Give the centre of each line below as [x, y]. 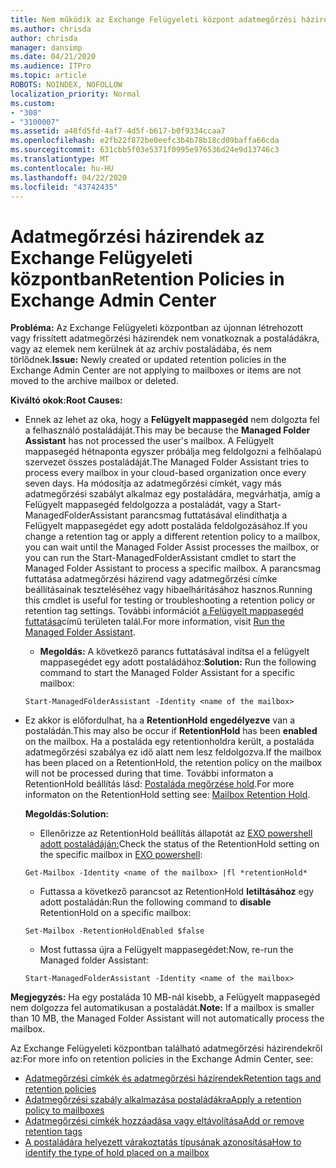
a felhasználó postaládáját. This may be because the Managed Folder [167, 430]
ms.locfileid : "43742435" [64, 187]
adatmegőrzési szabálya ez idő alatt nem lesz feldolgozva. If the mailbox [173, 752]
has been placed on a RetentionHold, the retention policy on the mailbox [173, 763]
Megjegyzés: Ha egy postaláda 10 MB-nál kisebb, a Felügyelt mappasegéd [165, 997]
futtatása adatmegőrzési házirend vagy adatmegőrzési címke [151, 579]
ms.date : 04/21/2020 [53, 57]
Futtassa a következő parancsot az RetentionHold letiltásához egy [177, 892]
